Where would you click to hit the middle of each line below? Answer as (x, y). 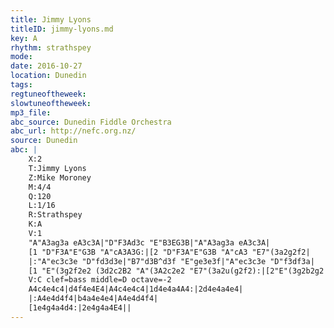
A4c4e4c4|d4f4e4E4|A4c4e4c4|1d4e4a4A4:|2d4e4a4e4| (136, 289)
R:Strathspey (55, 215)
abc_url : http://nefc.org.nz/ (73, 131)
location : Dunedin (48, 76)
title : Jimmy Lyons (51, 19)
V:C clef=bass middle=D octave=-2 (100, 280)
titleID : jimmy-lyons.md (62, 29)
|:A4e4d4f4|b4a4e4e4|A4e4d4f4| (93, 299)
